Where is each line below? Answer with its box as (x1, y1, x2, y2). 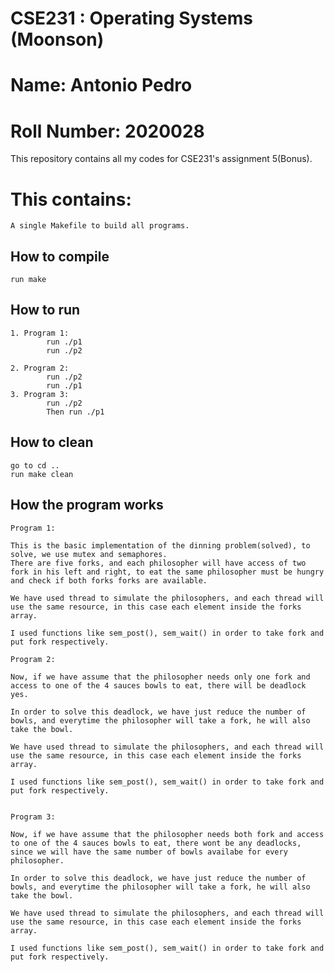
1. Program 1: (10, 328, 70, 338)
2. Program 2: (10, 363, 70, 373)
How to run (10, 302, 81, 319)
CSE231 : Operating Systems (10, 7, 253, 30)
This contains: (10, 188, 132, 211)
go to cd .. (10, 460, 60, 471)
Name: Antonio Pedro (10, 74, 193, 97)
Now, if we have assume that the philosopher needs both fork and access (10, 829, 325, 839)
